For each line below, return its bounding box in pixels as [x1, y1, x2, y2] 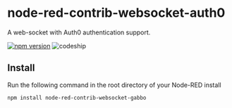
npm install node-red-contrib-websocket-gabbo [7, 94, 147, 101]
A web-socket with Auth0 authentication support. [7, 28, 151, 36]
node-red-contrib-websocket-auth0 [7, 5, 226, 21]
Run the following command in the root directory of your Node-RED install [7, 81, 221, 89]
